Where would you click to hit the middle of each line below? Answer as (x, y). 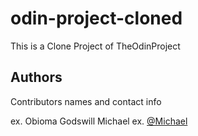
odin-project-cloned (96, 18)
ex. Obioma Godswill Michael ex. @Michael (99, 121)
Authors (36, 77)
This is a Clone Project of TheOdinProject (95, 46)
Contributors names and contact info (86, 101)
